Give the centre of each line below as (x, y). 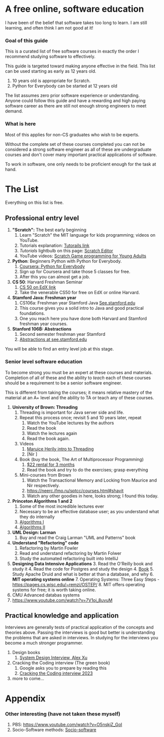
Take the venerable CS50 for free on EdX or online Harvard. (80, 293)
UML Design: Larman (34, 532)
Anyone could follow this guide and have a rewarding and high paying (75, 101)
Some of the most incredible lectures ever (62, 506)
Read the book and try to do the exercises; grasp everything (87, 469)
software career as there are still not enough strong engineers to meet (76, 106)
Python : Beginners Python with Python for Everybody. (67, 261)
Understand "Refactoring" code (46, 543)
